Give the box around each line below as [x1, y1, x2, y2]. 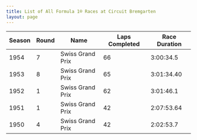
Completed [108, 40, 140, 48]
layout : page [6, 14, 38, 20]
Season [9, 36, 31, 44]
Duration [157, 40, 182, 48]
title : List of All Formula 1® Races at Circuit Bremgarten [6, 8, 157, 15]
